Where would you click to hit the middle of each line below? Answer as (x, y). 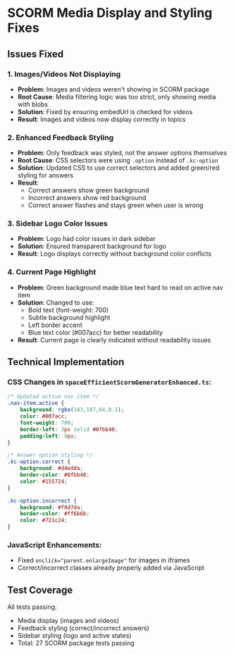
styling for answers (45, 175)
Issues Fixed (36, 54)
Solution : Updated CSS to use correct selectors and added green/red (118, 168)
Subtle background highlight (69, 317)
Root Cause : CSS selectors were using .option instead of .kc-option (118, 161)
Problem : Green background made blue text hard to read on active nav (120, 288)
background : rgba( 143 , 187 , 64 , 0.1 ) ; (72, 410)
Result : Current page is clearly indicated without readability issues (114, 340)
